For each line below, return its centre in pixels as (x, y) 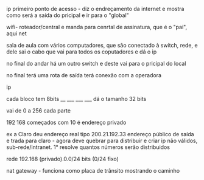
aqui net (17, 33)
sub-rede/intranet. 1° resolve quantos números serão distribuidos (88, 147)
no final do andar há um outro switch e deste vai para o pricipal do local (96, 64)
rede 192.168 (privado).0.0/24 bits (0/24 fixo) (62, 159)
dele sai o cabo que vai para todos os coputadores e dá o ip (82, 52)
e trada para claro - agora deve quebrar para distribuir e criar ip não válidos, (102, 140)
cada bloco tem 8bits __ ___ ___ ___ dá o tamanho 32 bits (76, 99)
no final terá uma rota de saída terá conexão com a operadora (84, 75)
